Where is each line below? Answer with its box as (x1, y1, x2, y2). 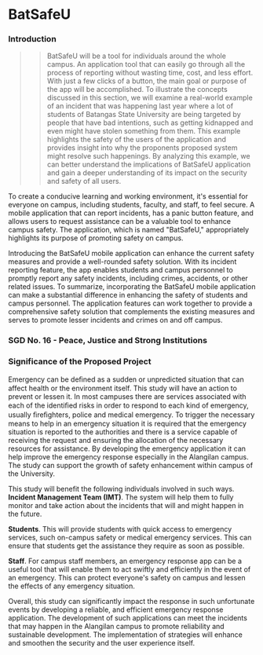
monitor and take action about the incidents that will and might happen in (8, 500, 244, 510)
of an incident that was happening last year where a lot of (46, 101, 234, 111)
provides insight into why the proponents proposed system (46, 143, 238, 152)
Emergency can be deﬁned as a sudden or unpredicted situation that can (8, 375, 245, 384)
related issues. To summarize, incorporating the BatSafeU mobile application (8, 282, 256, 291)
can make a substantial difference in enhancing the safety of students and (8, 291, 248, 300)
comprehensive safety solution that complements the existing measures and (8, 307, 255, 317)
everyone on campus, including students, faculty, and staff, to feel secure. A (8, 200, 255, 210)
